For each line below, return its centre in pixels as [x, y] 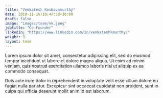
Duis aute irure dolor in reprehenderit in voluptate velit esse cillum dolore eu [81, 80]
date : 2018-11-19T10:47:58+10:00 [39, 14]
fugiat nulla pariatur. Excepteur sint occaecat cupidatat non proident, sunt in [82, 86]
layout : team [18, 42]
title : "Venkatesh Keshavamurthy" [40, 10]
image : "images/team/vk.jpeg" [36, 23]
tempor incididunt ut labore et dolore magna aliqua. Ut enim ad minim [75, 61]
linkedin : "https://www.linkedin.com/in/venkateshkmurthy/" [68, 32]
